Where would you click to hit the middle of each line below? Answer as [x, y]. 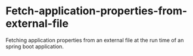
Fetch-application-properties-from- [96, 11]
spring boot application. [35, 46]
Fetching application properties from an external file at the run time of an [95, 40]
